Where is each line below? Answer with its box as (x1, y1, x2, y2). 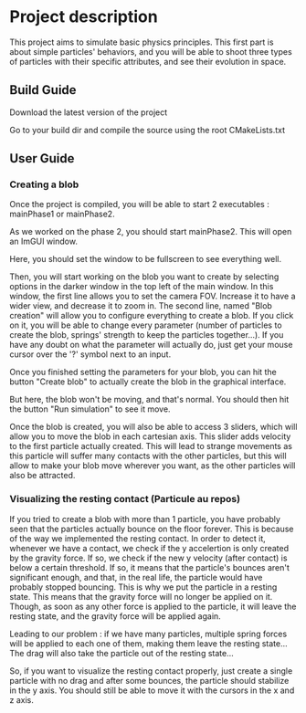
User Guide (9, 151, 75, 166)
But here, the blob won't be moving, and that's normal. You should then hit (9, 394, 290, 405)
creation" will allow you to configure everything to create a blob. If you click (9, 310, 294, 321)
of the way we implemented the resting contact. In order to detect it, (9, 532, 267, 544)
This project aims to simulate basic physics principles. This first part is (9, 37, 274, 47)
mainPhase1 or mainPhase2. (9, 208, 116, 220)
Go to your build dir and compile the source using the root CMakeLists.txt (9, 124, 286, 135)
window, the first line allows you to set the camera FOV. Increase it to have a (9, 290, 296, 302)
